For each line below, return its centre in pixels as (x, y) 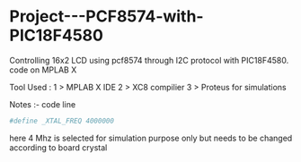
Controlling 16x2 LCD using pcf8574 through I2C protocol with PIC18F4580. (149, 60)
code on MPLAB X (43, 70)
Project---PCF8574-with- (106, 17)
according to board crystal (58, 147)
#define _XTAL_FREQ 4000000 (62, 121)
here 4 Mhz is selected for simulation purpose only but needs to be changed (151, 138)
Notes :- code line (43, 104)
